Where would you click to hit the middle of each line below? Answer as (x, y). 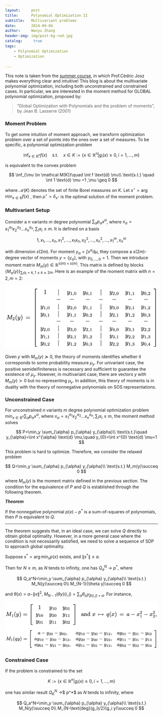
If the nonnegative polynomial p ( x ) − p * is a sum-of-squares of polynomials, (81, 511)
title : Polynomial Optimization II (47, 15)
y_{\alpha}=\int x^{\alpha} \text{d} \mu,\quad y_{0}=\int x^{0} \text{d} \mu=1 (81, 437)
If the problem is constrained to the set (44, 671)
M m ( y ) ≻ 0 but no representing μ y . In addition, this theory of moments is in (80, 381)
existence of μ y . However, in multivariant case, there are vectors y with (76, 375)
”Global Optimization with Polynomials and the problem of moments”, (86, 106)
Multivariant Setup (27, 210)
